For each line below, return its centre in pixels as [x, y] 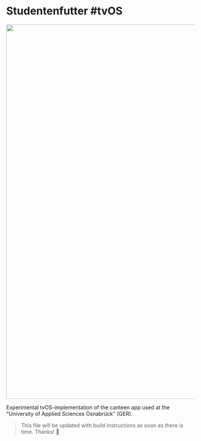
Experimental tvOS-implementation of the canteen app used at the [88, 407]
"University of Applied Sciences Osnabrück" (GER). [69, 413]
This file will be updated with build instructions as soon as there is [102, 425]
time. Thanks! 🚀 [40, 431]
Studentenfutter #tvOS [64, 11]
